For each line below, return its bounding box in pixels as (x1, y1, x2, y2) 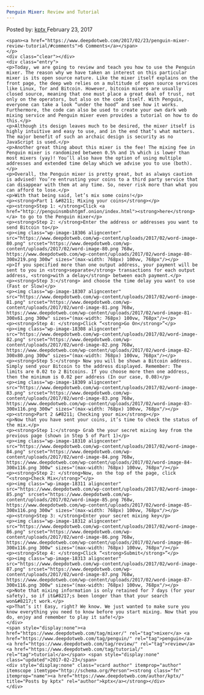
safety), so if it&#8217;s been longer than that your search (6, 592, 168, 599)
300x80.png (6, 352, 34, 359)
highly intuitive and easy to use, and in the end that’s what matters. (6, 128, 195, 134)
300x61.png (6, 315, 34, 321)
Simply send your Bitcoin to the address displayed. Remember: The (6, 363, 182, 369)
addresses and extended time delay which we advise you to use (6, 160, 171, 167)
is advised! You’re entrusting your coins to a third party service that (6, 176, 199, 182)
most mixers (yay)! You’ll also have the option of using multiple (6, 155, 182, 161)
